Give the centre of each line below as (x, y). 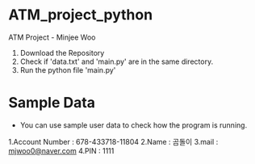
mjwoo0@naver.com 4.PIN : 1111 (61, 150)
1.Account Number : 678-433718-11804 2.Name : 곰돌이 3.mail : (113, 141)
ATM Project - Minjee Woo (52, 37)
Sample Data (52, 103)
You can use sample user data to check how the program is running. (134, 125)
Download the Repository (62, 53)
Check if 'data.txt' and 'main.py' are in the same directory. (117, 61)
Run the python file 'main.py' (68, 69)
